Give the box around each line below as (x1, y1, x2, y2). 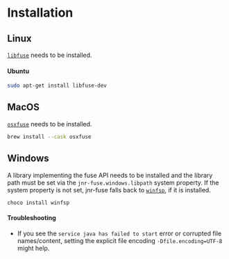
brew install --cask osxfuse (7, 133, 92, 140)
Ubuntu (7, 67, 30, 75)
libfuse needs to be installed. (7, 51, 92, 59)
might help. (17, 244, 50, 252)
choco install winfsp (7, 199, 70, 206)
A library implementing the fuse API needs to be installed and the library (7, 171, 213, 179)
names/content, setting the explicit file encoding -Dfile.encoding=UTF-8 (17, 236, 223, 244)
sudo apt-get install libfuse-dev (7, 82, 108, 90)
